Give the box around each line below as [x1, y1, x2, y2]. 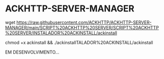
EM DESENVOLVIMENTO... [5, 49, 59, 55]
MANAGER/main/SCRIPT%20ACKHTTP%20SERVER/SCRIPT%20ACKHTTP [5, 24, 159, 30]
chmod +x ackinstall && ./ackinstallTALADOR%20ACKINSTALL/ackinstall [5, 39, 154, 45]
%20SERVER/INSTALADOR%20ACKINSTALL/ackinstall [5, 30, 117, 36]
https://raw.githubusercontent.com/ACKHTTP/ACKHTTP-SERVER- [16, 19, 152, 25]
